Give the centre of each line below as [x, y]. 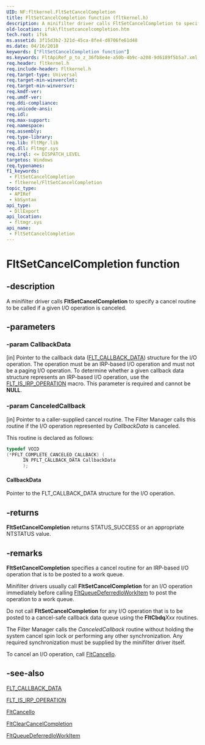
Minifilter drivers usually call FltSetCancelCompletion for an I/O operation [99, 586]
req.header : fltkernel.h [38, 63]
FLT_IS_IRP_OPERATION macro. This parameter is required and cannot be [99, 384]
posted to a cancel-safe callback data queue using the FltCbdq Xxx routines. [102, 618]
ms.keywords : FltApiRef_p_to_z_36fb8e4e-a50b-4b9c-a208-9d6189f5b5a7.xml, [103, 57]
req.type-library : [30, 137]
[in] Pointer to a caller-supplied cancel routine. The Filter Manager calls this [101, 419]
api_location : [24, 217]
